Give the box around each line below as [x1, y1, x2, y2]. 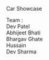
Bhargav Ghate [6, 36, 43, 42]
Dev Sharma [6, 48, 37, 55]
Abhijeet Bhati [6, 29, 41, 36]
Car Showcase [6, 5, 42, 12]
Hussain [6, 42, 26, 49]
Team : [6, 17, 23, 23]
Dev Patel [6, 23, 30, 30]
